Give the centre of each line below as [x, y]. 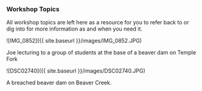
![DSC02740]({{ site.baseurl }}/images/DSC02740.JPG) [76, 71]
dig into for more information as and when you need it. [75, 29]
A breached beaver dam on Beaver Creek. [59, 83]
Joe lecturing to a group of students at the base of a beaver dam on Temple [101, 53]
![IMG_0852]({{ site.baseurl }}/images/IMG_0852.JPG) [74, 41]
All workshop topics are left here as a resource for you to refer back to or [98, 23]
